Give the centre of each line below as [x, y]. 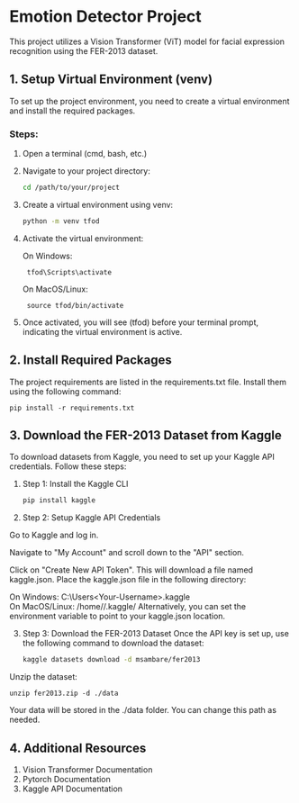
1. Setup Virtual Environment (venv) [111, 80]
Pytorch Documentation [66, 779]
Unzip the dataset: [44, 677]
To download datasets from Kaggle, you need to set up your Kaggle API [142, 457]
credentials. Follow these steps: [68, 466]
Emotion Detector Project [106, 17]
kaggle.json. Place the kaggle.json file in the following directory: [128, 580]
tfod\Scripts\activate [69, 272]
